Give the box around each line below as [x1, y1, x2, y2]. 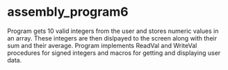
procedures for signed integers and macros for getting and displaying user [7, 49, 221, 57]
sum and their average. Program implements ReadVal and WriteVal [7, 41, 197, 49]
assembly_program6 [7, 4, 129, 20]
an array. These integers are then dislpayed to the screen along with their [7, 34, 218, 42]
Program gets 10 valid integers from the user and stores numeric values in [7, 27, 219, 35]
